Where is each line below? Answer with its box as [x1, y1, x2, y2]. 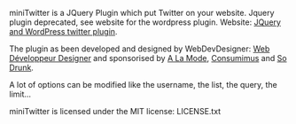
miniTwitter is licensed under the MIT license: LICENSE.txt [9, 106, 222, 116]
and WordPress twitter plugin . [9, 27, 118, 36]
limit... [9, 89, 32, 99]
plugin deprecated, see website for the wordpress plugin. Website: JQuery [9, 17, 282, 27]
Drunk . [9, 62, 34, 73]
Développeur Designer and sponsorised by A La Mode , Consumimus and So [9, 53, 287, 63]
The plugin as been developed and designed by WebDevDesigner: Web [9, 43, 270, 54]
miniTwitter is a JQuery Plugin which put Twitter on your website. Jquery [9, 8, 275, 18]
